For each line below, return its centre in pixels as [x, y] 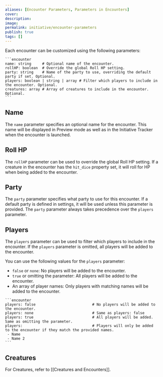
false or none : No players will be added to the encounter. [69, 271]
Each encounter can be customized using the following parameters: [73, 50]
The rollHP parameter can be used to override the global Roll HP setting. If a [82, 162]
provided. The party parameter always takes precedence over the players [79, 209]
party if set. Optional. [30, 76]
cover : [12, 14]
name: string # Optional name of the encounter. [60, 64]
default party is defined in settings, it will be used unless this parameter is [79, 204]
